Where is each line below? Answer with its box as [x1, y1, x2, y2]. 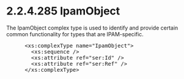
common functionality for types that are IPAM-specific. [6, 30, 144, 37]
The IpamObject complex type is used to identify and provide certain [6, 24, 179, 31]
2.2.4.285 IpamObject [6, 4, 120, 18]
